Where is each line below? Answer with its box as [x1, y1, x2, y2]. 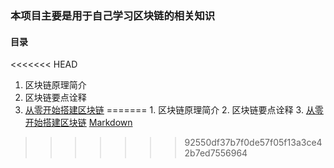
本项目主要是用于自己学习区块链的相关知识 [10, 8, 216, 22]
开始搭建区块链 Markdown [24, 117, 133, 129]
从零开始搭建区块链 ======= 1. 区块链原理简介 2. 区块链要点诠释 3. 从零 [24, 104, 324, 116]
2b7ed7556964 [184, 147, 248, 159]
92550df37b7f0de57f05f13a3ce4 [184, 137, 323, 149]
